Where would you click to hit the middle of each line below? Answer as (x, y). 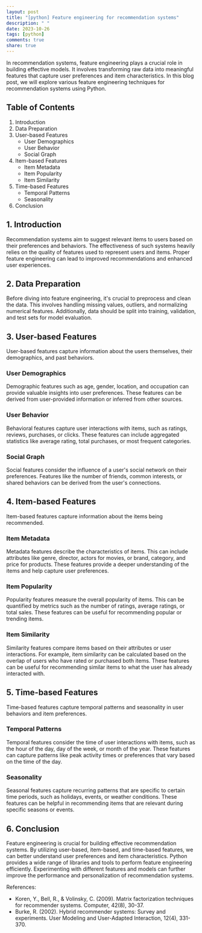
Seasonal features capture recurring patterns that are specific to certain (96, 790)
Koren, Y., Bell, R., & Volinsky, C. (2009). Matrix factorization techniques (104, 899)
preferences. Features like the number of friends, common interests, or (94, 476)
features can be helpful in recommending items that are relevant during (95, 803)
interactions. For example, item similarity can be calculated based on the (96, 654)
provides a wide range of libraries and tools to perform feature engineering (99, 862)
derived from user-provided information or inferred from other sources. (95, 399)
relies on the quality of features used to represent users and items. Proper (98, 252)
